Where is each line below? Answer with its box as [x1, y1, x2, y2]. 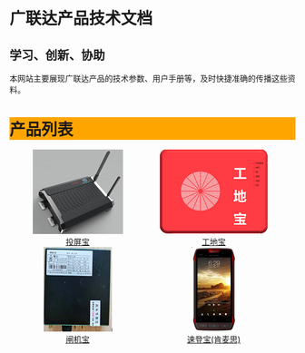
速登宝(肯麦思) [186, 334, 241, 345]
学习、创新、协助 [9, 47, 105, 63]
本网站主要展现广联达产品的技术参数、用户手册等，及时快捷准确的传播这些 [9, 74, 288, 83]
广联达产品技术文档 [9, 8, 153, 29]
